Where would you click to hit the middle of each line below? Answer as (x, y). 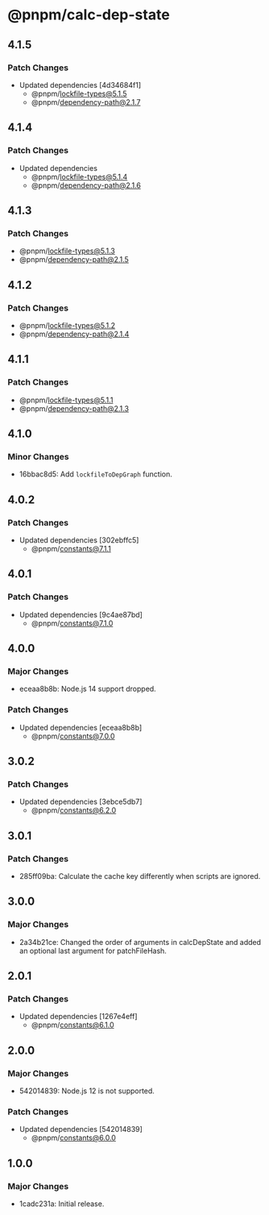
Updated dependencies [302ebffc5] (79, 540)
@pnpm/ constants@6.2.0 (74, 810)
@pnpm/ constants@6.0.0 (73, 1138)
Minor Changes (38, 456)
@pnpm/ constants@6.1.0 (72, 1025)
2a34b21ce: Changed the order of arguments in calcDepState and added (140, 942)
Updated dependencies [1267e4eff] (78, 1017)
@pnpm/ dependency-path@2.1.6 (86, 185)
